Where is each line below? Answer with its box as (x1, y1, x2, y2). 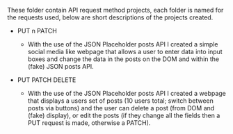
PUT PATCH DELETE (17, 76, 77, 84)
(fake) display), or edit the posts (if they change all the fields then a (27, 111, 220, 119)
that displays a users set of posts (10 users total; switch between (27, 97, 214, 105)
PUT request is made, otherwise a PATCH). (27, 119, 151, 127)
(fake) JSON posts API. (27, 62, 94, 70)
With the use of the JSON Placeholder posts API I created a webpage (27, 90, 226, 97)
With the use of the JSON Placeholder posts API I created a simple (27, 40, 218, 48)
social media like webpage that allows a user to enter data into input (27, 48, 223, 56)
